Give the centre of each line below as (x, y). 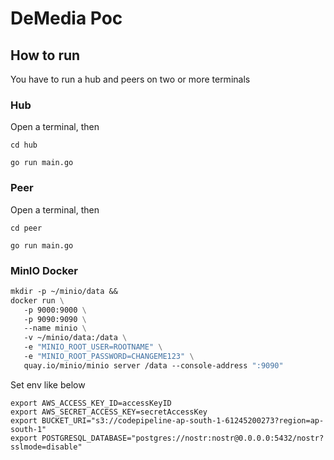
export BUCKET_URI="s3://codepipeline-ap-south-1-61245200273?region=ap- (167, 420)
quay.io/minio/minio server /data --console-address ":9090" (153, 365)
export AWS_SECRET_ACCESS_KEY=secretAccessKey (109, 412)
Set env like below (48, 384)
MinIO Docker (44, 270)
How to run (45, 55)
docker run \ (37, 300)
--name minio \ (55, 328)
